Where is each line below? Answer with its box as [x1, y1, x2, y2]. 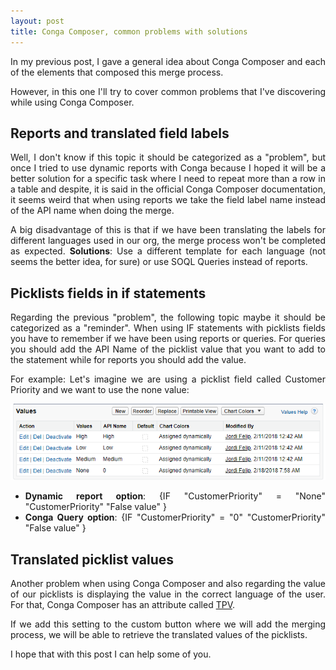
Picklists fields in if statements [10, 285, 207, 302]
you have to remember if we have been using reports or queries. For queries [10, 333, 326, 345]
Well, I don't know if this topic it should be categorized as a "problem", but [10, 151, 326, 164]
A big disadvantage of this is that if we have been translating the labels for [10, 224, 326, 236]
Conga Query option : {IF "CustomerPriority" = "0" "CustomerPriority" [24, 511, 326, 524]
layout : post [10, 16, 65, 26]
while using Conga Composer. [10, 96, 135, 108]
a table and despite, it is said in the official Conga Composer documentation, [10, 183, 326, 195]
